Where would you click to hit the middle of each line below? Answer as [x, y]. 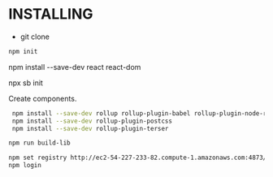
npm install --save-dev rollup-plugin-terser [90, 128]
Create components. [43, 98]
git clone [35, 37]
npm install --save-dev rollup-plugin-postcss [92, 121]
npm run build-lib [39, 143]
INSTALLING [51, 14]
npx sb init [26, 83]
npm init [23, 51]
